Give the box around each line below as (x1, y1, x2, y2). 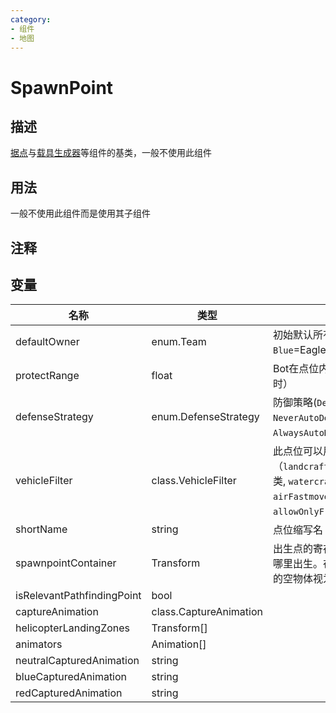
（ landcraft (272, 459, 330, 473)
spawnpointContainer (15, 556, 117, 570)
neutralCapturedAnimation (15, 654, 140, 668)
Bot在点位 (272, 362, 320, 376)
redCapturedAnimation (15, 686, 123, 700)
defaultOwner (15, 335, 80, 349)
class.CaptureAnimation (151, 605, 263, 619)
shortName (15, 522, 68, 536)
